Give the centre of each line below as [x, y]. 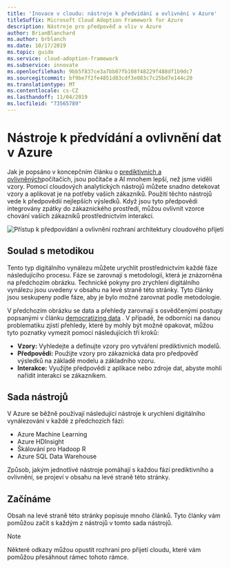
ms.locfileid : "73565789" [44, 104]
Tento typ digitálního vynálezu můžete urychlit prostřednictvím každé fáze [112, 268]
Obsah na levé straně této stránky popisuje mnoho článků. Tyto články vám [114, 515]
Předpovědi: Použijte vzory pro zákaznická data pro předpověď [108, 353]
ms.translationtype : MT [41, 84]
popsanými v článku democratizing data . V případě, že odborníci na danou [114, 318]
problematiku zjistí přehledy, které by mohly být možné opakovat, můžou [110, 325]
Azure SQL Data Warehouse [57, 457]
